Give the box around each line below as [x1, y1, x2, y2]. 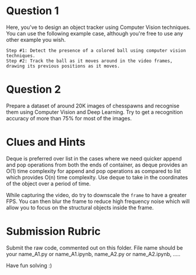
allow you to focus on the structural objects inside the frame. [6, 204, 154, 211]
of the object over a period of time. [6, 180, 91, 187]
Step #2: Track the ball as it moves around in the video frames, [6, 58, 173, 64]
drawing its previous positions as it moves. [6, 63, 120, 69]
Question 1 [6, 4, 59, 18]
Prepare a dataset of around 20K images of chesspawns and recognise [6, 102, 180, 109]
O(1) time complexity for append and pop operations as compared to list [6, 167, 181, 175]
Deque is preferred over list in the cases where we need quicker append [6, 155, 182, 162]
